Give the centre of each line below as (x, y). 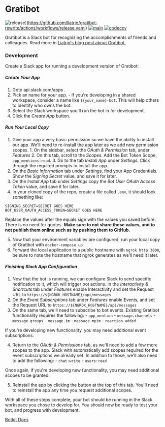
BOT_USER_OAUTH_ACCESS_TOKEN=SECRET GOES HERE (54, 211)
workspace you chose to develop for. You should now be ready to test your (81, 405)
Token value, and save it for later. (46, 187)
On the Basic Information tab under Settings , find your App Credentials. (85, 171)
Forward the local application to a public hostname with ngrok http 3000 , (86, 250)
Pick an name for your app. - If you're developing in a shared (74, 95)
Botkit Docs (17, 420)
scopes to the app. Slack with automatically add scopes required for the (85, 350)
